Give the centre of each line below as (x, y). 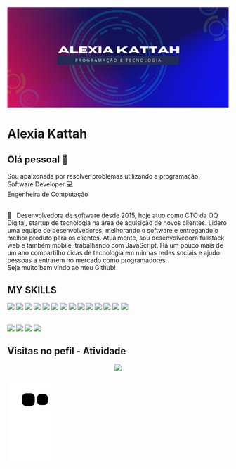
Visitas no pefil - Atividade (67, 351)
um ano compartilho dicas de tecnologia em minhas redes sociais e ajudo (113, 253)
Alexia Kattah (47, 134)
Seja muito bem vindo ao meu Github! (61, 268)
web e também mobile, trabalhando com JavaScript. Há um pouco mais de (115, 245)
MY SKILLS (32, 290)
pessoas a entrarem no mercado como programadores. (87, 260)
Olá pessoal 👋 (38, 159)
